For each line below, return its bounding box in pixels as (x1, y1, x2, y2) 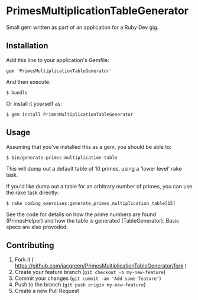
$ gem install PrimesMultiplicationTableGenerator (6, 111, 134, 118)
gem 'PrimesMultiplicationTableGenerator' (6, 68, 112, 74)
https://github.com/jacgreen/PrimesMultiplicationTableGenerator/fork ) (14, 262, 187, 269)
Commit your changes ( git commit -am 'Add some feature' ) (14, 275, 161, 282)
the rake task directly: (6, 189, 59, 196)
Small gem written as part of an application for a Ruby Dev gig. (6, 24, 159, 31)
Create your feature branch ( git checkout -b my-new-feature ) (14, 269, 166, 276)
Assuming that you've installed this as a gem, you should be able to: (6, 143, 172, 150)
